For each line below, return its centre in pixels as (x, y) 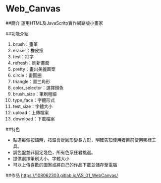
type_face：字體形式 (34, 100)
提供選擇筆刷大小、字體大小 (41, 158)
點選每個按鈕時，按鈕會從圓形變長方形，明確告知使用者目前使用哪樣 (82, 140)
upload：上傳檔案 (31, 112)
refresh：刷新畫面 (31, 63)
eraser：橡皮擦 (28, 50)
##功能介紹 (17, 33)
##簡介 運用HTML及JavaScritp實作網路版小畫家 (54, 23)
